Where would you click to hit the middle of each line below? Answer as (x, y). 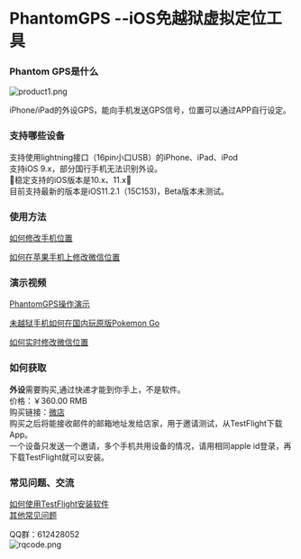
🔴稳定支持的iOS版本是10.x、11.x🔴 (71, 179)
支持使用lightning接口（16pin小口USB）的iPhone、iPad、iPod (124, 157)
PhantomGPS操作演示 (50, 304)
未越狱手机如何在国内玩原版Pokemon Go (85, 323)
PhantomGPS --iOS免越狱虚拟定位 (138, 18)
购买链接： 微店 (37, 412)
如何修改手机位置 (41, 238)
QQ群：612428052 (45, 534)
